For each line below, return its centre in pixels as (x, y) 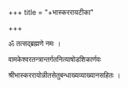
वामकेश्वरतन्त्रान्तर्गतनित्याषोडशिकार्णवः (55, 59)
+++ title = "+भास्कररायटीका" (51, 12)
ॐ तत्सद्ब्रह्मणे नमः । (35, 43)
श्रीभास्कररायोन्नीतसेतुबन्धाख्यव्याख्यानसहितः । (64, 75)
